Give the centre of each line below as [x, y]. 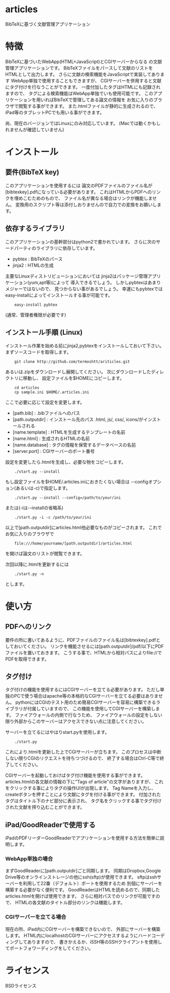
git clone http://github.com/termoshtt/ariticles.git [72, 362]
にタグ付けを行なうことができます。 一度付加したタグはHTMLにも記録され [83, 87]
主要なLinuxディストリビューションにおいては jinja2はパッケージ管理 [77, 276]
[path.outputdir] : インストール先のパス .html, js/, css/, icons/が [78, 419]
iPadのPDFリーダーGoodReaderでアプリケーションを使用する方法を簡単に [83, 838]
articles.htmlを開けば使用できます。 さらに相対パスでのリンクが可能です [80, 896]
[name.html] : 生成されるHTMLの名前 [51, 438]
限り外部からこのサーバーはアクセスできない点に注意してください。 [76, 721]
